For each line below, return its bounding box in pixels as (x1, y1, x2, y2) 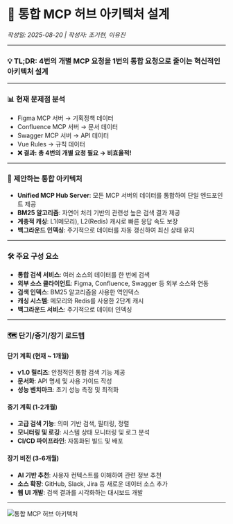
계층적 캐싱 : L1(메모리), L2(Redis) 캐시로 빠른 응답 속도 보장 (17, 217, 178, 226)
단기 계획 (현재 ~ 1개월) (7, 351, 69, 360)
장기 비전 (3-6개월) (7, 454, 60, 462)
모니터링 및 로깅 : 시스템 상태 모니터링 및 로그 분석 (17, 428, 150, 437)
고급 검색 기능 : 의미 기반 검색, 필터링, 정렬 (17, 419, 130, 428)
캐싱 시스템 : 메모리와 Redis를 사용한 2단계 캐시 (17, 296, 144, 305)
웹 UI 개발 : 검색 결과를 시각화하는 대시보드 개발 (17, 488, 144, 496)
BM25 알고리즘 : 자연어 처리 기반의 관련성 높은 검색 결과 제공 (17, 208, 180, 217)
